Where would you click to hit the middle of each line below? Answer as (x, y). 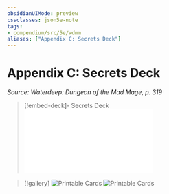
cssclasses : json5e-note (43, 20)
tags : (15, 26)
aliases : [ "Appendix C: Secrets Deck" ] (64, 39)
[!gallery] (37, 184)
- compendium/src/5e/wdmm (44, 33)
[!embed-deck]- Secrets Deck (67, 106)
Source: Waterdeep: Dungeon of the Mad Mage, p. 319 (85, 92)
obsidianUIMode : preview (43, 13)
